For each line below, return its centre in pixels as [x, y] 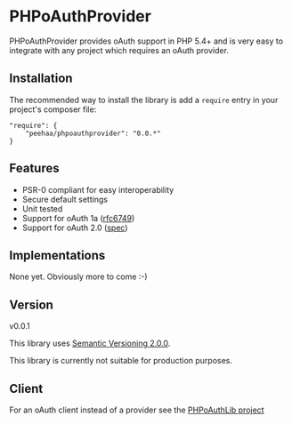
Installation [41, 79]
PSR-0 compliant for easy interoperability [98, 189]
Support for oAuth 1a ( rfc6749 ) [78, 218]
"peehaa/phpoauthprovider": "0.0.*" [93, 133]
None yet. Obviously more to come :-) [79, 276]
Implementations [57, 255]
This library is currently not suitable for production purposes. [121, 361]
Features [34, 168]
